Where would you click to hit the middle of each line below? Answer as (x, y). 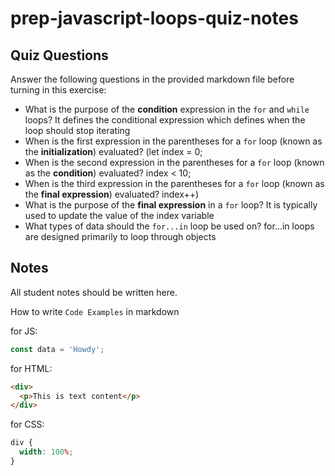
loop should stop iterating (77, 130)
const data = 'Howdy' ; (57, 349)
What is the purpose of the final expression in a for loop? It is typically (171, 205)
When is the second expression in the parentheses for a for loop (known (174, 162)
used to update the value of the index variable (119, 215)
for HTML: (31, 368)
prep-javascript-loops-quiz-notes (154, 18)
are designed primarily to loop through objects (120, 236)
